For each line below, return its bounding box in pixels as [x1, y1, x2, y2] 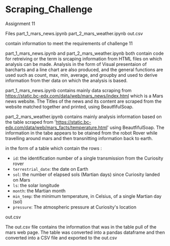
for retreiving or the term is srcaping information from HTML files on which [5, 55, 162, 62]
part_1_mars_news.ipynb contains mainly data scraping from [5, 87, 132, 93]
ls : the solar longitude [12, 182, 60, 188]
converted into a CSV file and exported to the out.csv [5, 234, 117, 241]
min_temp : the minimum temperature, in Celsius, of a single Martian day [12, 193, 162, 199]
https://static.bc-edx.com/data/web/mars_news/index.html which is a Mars [5, 93, 163, 99]
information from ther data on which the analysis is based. [5, 77, 128, 83]
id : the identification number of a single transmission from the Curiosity [12, 155, 163, 161]
